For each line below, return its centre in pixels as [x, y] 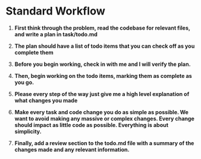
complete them [34, 52]
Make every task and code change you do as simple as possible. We [101, 112]
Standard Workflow [56, 11]
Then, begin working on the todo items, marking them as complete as [103, 76]
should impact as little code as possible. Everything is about [91, 125]
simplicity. [28, 131]
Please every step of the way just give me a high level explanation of [102, 94]
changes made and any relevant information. [72, 149]
